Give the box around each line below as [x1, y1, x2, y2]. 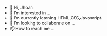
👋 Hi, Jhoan [9, 5, 33, 10]
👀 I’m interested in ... [9, 10, 51, 16]
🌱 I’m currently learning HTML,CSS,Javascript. [9, 15, 103, 20]
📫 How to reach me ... [9, 26, 55, 31]
